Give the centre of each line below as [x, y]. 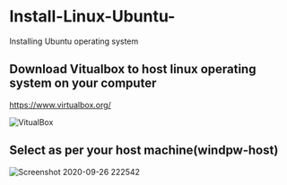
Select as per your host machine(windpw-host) [144, 151]
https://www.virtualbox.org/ [61, 105]
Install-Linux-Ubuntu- [92, 17]
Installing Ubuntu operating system [74, 41]
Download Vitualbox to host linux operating [133, 69]
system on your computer [83, 84]
